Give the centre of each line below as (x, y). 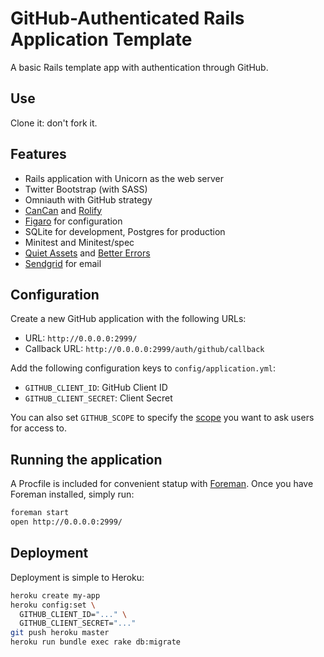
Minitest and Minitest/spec (79, 242)
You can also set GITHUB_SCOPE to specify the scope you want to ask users (162, 418)
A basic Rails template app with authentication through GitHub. (139, 67)
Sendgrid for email (63, 263)
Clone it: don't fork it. (54, 123)
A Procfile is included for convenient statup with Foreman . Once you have (162, 484)
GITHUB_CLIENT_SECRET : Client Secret (98, 398)
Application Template (101, 39)
